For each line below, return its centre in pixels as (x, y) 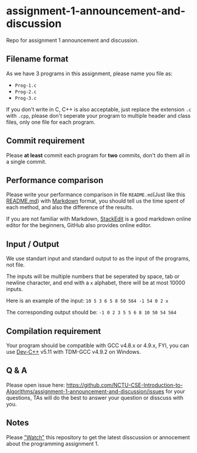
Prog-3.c (26, 98)
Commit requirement (46, 141)
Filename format (37, 59)
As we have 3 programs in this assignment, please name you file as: (89, 74)
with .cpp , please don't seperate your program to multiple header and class (98, 115)
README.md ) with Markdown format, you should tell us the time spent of (96, 201)
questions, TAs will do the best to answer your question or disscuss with (95, 397)
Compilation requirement (54, 331)
